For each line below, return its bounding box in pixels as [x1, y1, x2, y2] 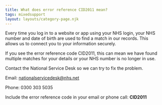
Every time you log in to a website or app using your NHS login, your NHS [5, 30, 156, 36]
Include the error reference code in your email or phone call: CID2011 [5, 94, 147, 100]
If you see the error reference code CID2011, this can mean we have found [5, 50, 158, 56]
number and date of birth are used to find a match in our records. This [5, 35, 149, 41]
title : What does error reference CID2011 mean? [5, 7, 108, 12]
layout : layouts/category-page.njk [5, 16, 79, 21]
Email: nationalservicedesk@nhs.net [5, 75, 80, 81]
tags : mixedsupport [5, 12, 46, 17]
